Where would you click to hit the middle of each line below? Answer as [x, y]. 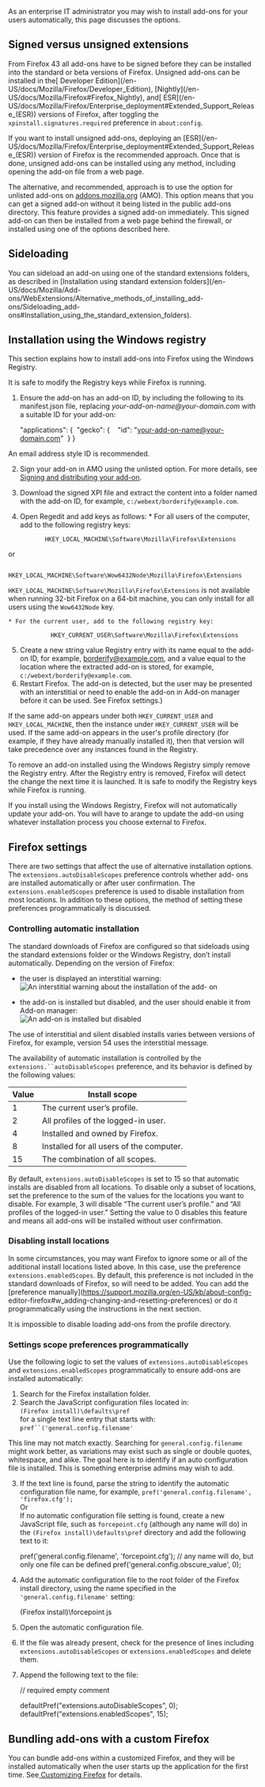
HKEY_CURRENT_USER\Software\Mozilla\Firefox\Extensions [144, 636]
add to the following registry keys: [75, 525]
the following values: [42, 1075]
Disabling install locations [59, 1241]
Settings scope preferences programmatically [98, 1345]
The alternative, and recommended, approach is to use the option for [121, 187]
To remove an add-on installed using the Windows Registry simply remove [129, 765]
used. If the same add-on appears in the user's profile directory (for [119, 733]
